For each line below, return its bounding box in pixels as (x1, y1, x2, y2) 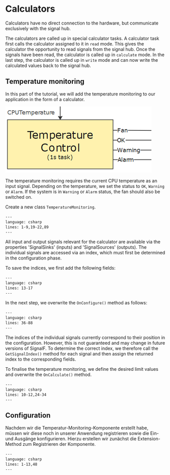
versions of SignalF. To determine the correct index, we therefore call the (5, 345, 159, 351)
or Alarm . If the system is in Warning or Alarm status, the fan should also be (5, 188, 160, 195)
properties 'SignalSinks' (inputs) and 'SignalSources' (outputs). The (5, 244, 147, 250)
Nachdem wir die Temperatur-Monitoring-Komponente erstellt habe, (5, 424, 149, 431)
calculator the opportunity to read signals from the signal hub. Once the (5, 46, 156, 52)
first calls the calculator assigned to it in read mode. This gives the (5, 40, 144, 46)
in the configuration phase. (5, 255, 62, 261)
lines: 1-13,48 (5, 462, 38, 467)
